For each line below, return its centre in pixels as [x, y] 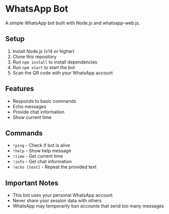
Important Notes [32, 183]
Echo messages [30, 106]
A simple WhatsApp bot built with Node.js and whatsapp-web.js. [73, 23]
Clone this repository [35, 56]
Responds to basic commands [44, 101]
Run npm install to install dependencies [55, 62]
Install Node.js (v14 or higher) [44, 51]
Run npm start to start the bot [44, 67]
